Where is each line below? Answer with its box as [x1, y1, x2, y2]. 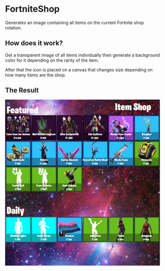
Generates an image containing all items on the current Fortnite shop [5, 20, 144, 25]
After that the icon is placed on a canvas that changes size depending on [5, 67, 153, 73]
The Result [5, 86, 39, 95]
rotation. [5, 25, 22, 30]
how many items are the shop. [5, 72, 66, 78]
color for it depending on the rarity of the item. [5, 57, 99, 63]
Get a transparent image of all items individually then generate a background [5, 52, 160, 58]
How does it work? [5, 39, 63, 48]
